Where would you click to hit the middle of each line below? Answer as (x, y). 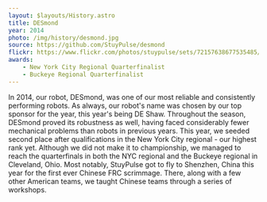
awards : (21, 60)
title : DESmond (33, 23)
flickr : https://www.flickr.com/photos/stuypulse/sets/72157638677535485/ (135, 52)
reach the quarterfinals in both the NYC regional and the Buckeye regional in (133, 156)
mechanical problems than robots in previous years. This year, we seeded (129, 131)
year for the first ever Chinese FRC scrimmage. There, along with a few (125, 173)
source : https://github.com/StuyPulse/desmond (87, 45)
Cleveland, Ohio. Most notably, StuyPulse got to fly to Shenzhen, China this (131, 164)
